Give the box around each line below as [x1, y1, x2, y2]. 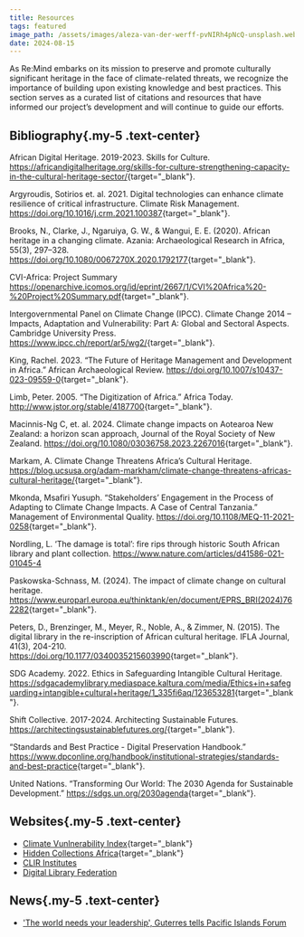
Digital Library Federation [22, 866, 118, 877]
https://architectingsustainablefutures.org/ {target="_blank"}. [9, 724, 235, 735]
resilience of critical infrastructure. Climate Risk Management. [9, 198, 240, 209]
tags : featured [9, 22, 67, 31]
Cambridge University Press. [9, 327, 117, 339]
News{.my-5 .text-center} [9, 893, 160, 909]
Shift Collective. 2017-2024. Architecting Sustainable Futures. [9, 715, 239, 725]
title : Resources [9, 13, 75, 23]
